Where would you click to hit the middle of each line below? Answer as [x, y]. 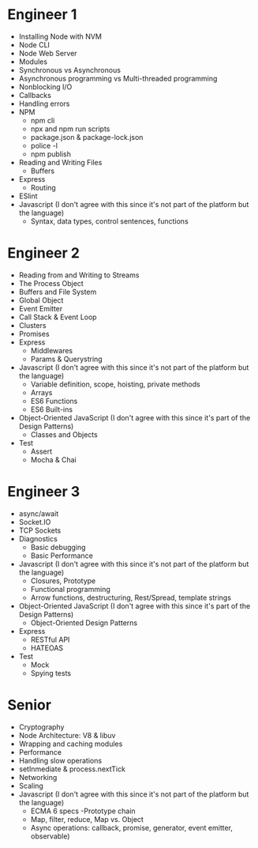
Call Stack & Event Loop [58, 317]
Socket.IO [35, 522]
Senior [30, 705]
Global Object [41, 300]
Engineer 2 [44, 253]
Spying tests [51, 673]
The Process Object [51, 283]
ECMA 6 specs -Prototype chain [83, 811]
